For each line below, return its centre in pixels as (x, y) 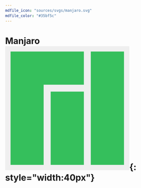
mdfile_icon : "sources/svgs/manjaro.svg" (49, 10)
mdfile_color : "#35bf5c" (31, 16)
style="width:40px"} (50, 177)
